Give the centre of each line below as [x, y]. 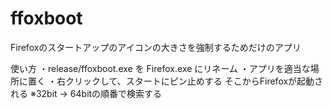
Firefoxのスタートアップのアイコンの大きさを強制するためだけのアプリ [156, 47]
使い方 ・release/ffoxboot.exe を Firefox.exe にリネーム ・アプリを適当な [160, 68]
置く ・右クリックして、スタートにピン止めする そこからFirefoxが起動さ [175, 81]
